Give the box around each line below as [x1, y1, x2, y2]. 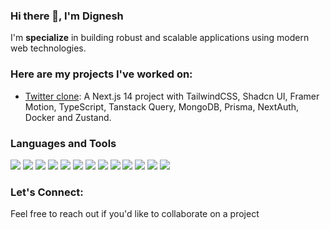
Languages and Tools [10, 136, 117, 150]
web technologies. [10, 42, 87, 54]
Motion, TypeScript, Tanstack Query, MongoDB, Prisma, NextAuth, [24, 100, 300, 113]
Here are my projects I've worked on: [10, 67, 193, 81]
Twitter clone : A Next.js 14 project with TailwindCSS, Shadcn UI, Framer [24, 90, 320, 102]
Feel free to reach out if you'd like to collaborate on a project [10, 208, 260, 220]
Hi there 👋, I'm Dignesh [10, 9, 124, 23]
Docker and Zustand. [24, 111, 112, 123]
